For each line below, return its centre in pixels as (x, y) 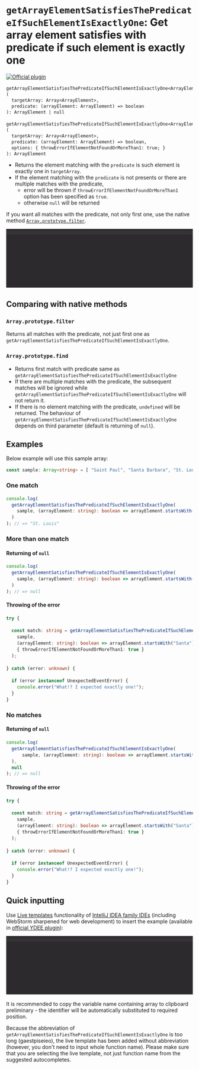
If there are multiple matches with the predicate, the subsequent (93, 381)
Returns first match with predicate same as (67, 369)
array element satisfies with (76, 35)
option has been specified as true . (66, 196)
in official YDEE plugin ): (35, 927)
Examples (25, 444)
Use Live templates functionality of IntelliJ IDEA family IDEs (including (91, 915)
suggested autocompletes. (39, 1060)
